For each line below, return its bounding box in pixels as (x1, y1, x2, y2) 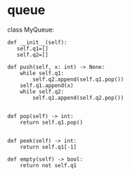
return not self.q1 (20, 162, 77, 169)
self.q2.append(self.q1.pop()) (32, 76, 124, 83)
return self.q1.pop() (20, 119, 83, 126)
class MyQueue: (7, 25, 55, 34)
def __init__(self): (7, 39, 68, 46)
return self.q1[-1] (20, 143, 77, 150)
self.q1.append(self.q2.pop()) (32, 94, 124, 101)
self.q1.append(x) (20, 82, 74, 89)
